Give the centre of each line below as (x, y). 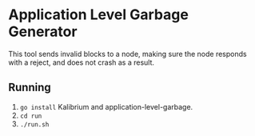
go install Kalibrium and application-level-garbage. (106, 106)
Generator (43, 32)
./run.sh (34, 124)
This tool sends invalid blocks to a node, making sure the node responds (127, 54)
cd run (31, 116)
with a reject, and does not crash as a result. (81, 62)
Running (30, 88)
